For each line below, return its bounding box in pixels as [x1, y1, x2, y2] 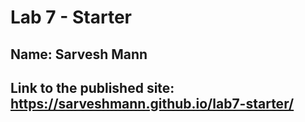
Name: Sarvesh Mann [10, 46, 148, 63]
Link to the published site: [10, 79, 175, 96]
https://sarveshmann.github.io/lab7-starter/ [10, 95, 295, 112]
